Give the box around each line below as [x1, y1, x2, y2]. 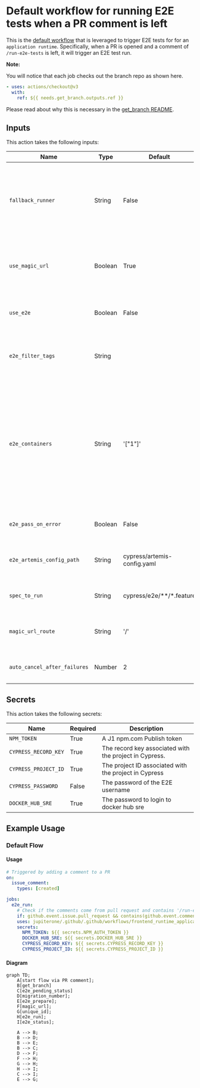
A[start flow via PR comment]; [17, 978, 95, 984]
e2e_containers [9, 441, 52, 447]
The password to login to [102, 796, 171, 804]
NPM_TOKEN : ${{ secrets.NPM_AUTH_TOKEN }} [21, 930, 129, 936]
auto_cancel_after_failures [9, 664, 89, 671]
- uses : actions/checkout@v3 [6, 83, 79, 90]
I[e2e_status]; [17, 1020, 55, 1025]
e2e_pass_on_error [9, 521, 61, 528]
